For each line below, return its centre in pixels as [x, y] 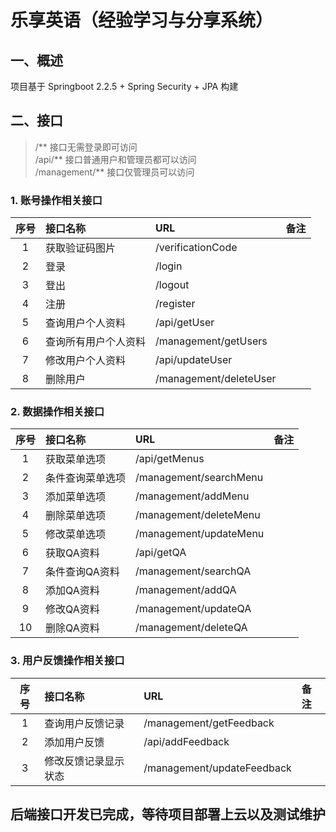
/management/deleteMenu [198, 515]
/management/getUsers [211, 341]
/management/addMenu [192, 496]
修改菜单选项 [76, 534]
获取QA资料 [72, 553]
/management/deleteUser [216, 379]
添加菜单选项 [76, 497]
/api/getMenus [170, 459]
